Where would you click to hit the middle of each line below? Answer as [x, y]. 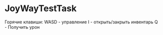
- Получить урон [22, 27]
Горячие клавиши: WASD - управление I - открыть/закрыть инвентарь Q [81, 22]
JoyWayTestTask [41, 9]
